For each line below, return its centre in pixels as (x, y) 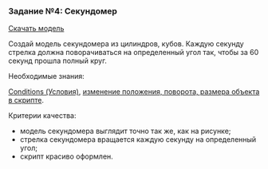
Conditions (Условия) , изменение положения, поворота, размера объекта (134, 92)
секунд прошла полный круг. (58, 61)
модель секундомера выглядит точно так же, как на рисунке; (125, 131)
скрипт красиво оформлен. (66, 156)
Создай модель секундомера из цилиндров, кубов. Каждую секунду (126, 44)
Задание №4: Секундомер (63, 11)
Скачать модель (36, 29)
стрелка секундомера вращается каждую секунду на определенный (138, 140)
